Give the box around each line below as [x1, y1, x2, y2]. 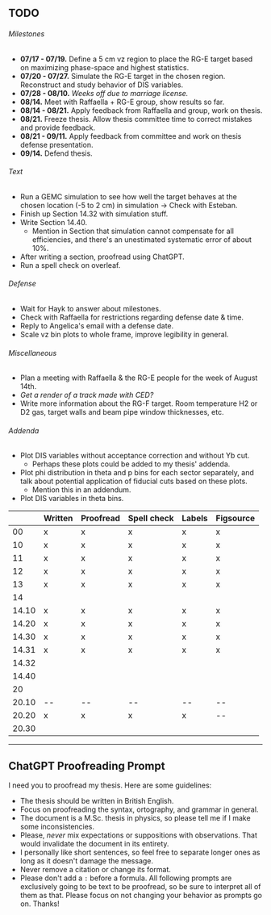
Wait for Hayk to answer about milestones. [19, 304, 161, 313]
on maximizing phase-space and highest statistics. [19, 62, 190, 72]
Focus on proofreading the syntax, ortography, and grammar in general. [19, 804, 259, 814]
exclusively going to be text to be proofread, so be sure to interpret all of [19, 882, 261, 892]
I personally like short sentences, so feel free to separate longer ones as [19, 847, 261, 858]
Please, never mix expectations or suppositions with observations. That [19, 830, 258, 840]
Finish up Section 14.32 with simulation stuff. [19, 209, 169, 219]
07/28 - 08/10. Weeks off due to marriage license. [19, 88, 189, 98]
